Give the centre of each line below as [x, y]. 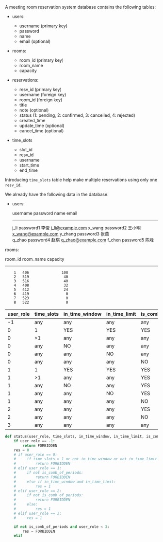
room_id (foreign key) [41, 100]
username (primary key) [43, 26]
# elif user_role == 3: [38, 513]
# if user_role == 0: [35, 454]
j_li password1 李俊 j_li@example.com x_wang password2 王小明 [76, 228]
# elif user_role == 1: [38, 468]
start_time [29, 165]
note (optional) [34, 110]
